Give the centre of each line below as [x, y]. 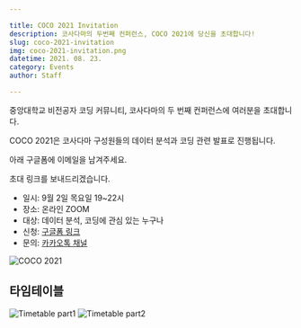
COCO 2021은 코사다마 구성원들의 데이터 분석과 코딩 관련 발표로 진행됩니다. [142, 140]
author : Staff [36, 76]
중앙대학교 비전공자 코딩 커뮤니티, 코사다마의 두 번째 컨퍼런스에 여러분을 [135, 110]
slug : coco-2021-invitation [62, 42]
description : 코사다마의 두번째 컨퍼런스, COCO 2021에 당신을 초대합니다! [133, 34]
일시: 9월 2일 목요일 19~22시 [73, 198]
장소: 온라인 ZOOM [56, 208]
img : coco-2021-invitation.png [68, 50]
